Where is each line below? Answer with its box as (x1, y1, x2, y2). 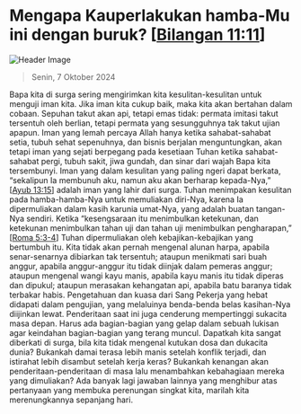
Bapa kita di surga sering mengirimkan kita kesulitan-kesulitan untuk (9, 89, 262, 100)
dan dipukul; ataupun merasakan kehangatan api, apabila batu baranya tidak (9, 279, 292, 290)
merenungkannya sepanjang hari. (9, 394, 133, 405)
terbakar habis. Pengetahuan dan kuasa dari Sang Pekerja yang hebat (9, 289, 268, 300)
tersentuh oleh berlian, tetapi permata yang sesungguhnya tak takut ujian (9, 118, 280, 128)
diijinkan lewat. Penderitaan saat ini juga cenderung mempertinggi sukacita (9, 308, 288, 319)
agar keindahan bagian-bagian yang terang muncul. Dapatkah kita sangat (9, 327, 281, 338)
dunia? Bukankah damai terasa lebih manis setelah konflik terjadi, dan (9, 347, 267, 357)
